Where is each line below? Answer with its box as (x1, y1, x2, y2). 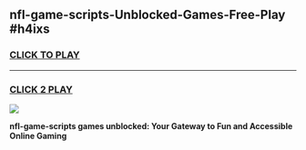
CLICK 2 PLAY (9, 83, 73, 95)
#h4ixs (9, 22, 50, 37)
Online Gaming (9, 130, 67, 141)
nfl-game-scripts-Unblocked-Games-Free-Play (9, 7, 286, 23)
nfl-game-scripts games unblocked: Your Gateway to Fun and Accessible (9, 120, 293, 131)
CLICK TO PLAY (9, 49, 80, 62)
